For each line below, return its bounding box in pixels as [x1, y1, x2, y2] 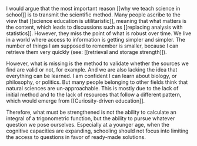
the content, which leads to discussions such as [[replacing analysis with [6, 23, 183, 30]
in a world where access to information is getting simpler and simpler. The [6, 36, 185, 43]
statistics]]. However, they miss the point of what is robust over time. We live [6, 30, 192, 37]
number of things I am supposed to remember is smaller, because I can [6, 42, 179, 49]
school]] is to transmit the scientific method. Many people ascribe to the [6, 11, 181, 18]
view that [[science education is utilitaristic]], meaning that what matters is [6, 18, 187, 24]
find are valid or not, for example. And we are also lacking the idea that [6, 66, 178, 73]
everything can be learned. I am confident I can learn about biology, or [6, 73, 178, 79]
